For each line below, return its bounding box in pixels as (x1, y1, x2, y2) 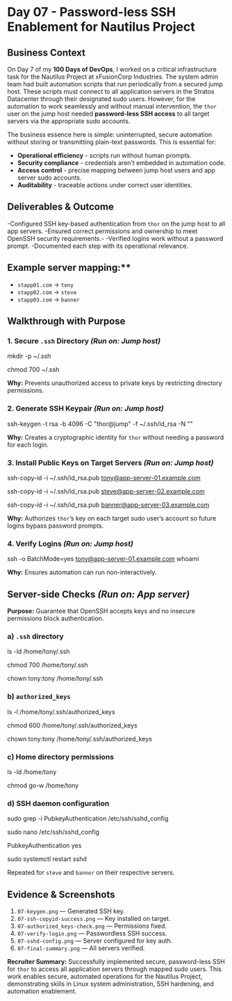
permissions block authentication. (7, 614, 104, 623)
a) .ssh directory (7, 631, 64, 641)
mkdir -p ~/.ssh (7, 352, 51, 361)
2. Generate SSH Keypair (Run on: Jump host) (7, 404, 165, 413)
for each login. (7, 440, 49, 449)
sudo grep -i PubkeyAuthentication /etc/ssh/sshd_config (7, 814, 169, 823)
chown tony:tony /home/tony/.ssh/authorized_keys (7, 734, 153, 743)
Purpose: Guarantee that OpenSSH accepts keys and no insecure (7, 607, 196, 615)
